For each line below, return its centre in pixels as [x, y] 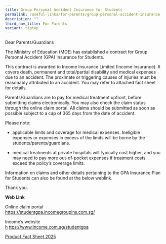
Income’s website [23, 222]
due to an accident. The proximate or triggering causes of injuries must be [81, 77]
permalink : [16, 14]
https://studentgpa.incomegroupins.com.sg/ [50, 212]
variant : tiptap [22, 28]
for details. [16, 88]
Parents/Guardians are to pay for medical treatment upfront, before [73, 98]
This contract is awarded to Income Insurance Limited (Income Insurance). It [83, 67]
